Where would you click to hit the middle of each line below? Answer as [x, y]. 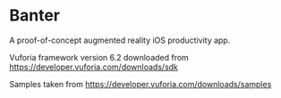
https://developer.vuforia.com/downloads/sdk [94, 67]
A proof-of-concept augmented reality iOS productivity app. [120, 40]
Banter [35, 16]
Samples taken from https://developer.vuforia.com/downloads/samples [140, 84]
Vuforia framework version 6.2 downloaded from [99, 57]
